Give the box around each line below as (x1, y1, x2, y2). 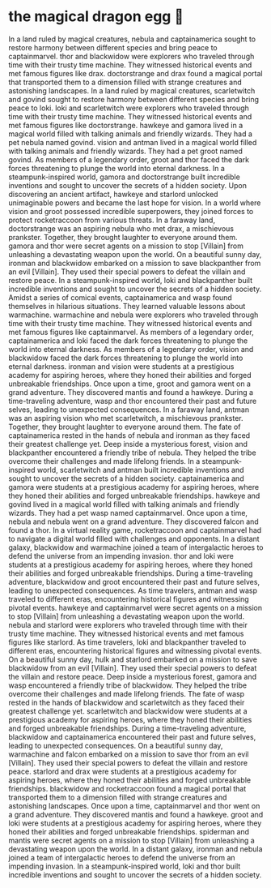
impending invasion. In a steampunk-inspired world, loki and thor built (8, 861, 241, 871)
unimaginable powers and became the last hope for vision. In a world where (8, 198, 261, 208)
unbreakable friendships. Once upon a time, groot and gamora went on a (8, 379, 251, 388)
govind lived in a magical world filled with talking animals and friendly (8, 499, 240, 509)
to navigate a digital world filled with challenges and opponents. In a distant (8, 534, 260, 543)
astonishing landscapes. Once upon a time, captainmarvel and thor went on (8, 800, 260, 810)
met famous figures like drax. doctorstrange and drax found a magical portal (8, 68, 263, 78)
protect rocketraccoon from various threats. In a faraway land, (8, 215, 216, 225)
